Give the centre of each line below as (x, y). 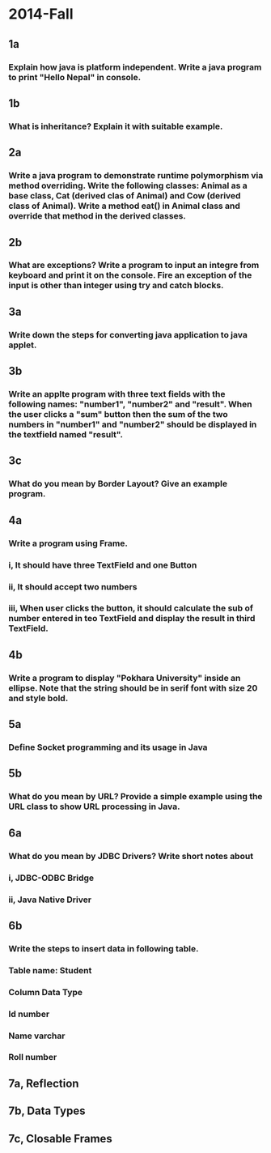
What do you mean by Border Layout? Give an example (118, 484)
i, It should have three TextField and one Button (103, 565)
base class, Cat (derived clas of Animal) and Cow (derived (125, 196)
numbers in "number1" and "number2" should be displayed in (133, 424)
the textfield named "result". (66, 435)
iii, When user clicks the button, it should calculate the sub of (131, 608)
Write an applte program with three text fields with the (117, 394)
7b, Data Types (47, 1111)
